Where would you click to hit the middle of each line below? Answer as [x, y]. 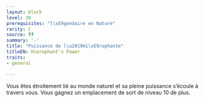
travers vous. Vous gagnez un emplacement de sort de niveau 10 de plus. [98, 92]
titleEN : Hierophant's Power [43, 52]
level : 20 [19, 18]
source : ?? [20, 35]
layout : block [24, 12]
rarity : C [19, 29]
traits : [16, 57]
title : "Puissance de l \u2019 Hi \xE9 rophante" [65, 46]
